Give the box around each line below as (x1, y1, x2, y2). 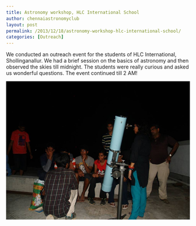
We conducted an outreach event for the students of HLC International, (6, 51, 177, 58)
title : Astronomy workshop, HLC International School (6, 9, 140, 15)
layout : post (6, 22, 38, 28)
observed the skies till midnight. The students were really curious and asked (6, 63, 190, 70)
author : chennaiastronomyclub (6, 15, 80, 22)
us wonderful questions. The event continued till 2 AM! (6, 70, 138, 77)
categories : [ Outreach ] (6, 34, 64, 40)
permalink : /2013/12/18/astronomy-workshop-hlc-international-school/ (6, 28, 181, 34)
